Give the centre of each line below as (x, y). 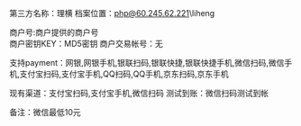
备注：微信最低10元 (45, 112)
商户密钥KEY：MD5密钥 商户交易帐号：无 (87, 44)
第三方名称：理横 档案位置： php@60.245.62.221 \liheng (112, 13)
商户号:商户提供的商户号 (54, 32)
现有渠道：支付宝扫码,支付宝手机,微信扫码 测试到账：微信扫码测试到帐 (139, 93)
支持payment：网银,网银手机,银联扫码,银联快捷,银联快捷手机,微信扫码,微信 (147, 63)
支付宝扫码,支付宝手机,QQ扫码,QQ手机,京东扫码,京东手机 (124, 74)
